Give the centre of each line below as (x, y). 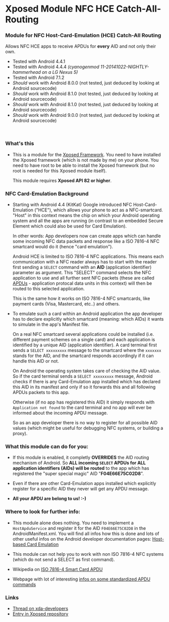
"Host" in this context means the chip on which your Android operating (86, 215)
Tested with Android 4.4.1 (39, 62)
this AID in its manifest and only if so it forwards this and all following (84, 387)
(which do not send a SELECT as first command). (64, 559)
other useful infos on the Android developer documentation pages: (82, 539)
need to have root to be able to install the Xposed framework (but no (83, 165)
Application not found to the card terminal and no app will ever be (82, 408)
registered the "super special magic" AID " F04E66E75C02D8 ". (78, 474)
